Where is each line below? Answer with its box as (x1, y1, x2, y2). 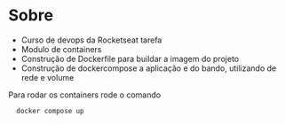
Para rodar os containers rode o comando (8, 89, 162, 100)
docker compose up (16, 106, 85, 115)
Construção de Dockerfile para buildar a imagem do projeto (20, 53, 240, 64)
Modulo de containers (20, 43, 102, 54)
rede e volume (20, 72, 75, 82)
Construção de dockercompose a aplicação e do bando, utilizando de (20, 63, 277, 74)
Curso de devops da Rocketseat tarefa (20, 35, 162, 45)
